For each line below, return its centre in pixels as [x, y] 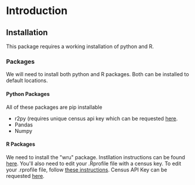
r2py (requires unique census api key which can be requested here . [96, 118]
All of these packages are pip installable [54, 107]
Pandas [24, 125]
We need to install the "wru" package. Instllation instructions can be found [96, 157]
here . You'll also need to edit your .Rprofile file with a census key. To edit [94, 163]
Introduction [37, 11]
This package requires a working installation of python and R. [80, 46]
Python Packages [28, 94]
